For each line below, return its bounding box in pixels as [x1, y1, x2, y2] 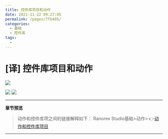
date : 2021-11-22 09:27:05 [5, 12, 61, 17]
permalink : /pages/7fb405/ [5, 16, 61, 21]
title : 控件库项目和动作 [5, 7, 51, 12]
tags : [5, 35, 16, 40]
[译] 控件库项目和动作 [5, 63, 93, 74]
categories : [5, 21, 30, 26]
